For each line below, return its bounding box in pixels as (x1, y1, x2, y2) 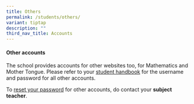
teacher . (6, 92, 28, 99)
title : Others (6, 8, 41, 15)
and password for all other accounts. (6, 74, 96, 82)
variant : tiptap (6, 19, 46, 25)
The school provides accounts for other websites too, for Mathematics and (6, 62, 188, 69)
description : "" (6, 25, 46, 31)
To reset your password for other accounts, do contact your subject (6, 86, 173, 93)
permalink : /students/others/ (6, 14, 81, 20)
